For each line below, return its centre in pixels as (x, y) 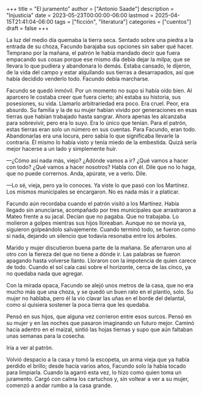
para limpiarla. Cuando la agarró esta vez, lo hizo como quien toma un (94, 372)
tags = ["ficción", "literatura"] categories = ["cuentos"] (123, 22)
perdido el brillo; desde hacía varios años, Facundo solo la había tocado (96, 366)
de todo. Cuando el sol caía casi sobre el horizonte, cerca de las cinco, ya (99, 267)
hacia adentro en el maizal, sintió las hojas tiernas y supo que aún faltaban (100, 329)
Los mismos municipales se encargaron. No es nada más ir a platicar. (93, 192)
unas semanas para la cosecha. (46, 336)
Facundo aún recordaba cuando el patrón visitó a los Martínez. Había (93, 204)
